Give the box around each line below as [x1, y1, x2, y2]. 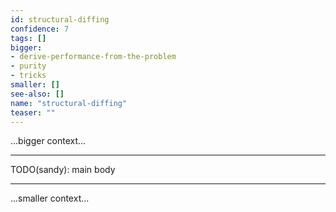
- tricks [10, 71, 47, 81]
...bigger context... [10, 135, 87, 147]
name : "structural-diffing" [10, 98, 128, 108]
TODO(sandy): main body [10, 164, 116, 176]
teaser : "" [10, 107, 56, 118]
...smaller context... [10, 192, 90, 205]
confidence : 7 [10, 24, 70, 34]
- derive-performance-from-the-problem [10, 52, 177, 62]
